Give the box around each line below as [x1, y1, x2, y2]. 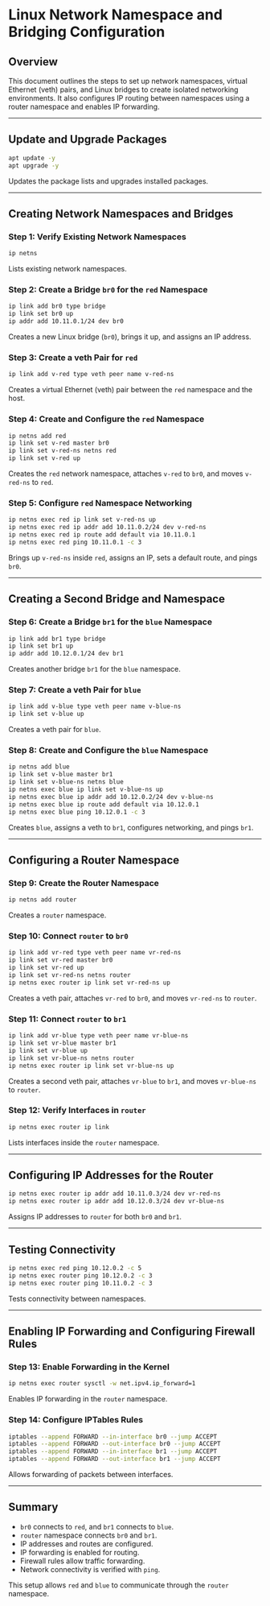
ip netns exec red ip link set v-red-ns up [8, 515, 157, 524]
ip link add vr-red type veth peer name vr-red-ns [8, 949, 182, 957]
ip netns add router [8, 896, 78, 904]
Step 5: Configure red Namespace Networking [8, 497, 193, 508]
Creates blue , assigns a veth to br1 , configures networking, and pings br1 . [8, 822, 254, 832]
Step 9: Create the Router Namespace [8, 877, 159, 888]
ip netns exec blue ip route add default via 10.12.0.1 [8, 800, 199, 809]
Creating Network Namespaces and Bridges [8, 207, 234, 221]
